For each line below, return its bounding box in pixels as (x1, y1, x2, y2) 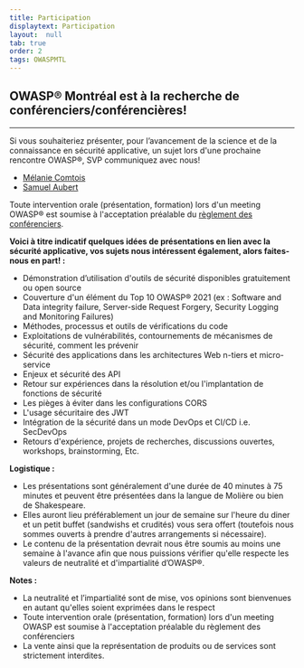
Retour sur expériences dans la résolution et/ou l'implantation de (22, 378, 264, 389)
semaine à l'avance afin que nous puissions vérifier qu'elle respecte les (22, 548, 290, 559)
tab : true (9, 38, 47, 48)
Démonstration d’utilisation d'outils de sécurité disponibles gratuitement (22, 272, 291, 283)
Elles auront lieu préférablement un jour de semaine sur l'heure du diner (22, 509, 290, 520)
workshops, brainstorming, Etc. (22, 445, 140, 456)
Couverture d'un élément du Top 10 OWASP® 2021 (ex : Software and (22, 291, 282, 303)
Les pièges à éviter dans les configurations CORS (22, 397, 208, 408)
